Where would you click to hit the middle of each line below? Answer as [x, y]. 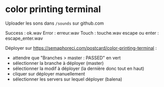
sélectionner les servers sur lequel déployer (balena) [67, 79]
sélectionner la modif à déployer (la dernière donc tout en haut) [78, 68]
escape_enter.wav [24, 38]
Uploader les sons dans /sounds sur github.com [55, 23]
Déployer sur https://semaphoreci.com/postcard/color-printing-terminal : [81, 48]
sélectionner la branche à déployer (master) [58, 63]
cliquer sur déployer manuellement [49, 73]
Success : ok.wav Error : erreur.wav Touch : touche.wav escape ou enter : [82, 33]
